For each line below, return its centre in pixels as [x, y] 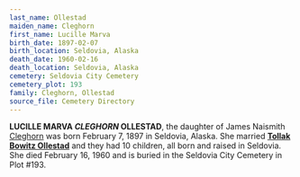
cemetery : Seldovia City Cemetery [74, 76]
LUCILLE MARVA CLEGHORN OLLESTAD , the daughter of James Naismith [147, 127]
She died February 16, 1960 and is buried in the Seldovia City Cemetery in [146, 155]
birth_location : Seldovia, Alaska [74, 51]
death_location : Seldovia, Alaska [74, 68]
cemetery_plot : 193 [46, 84]
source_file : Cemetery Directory [72, 101]
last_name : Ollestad [48, 18]
